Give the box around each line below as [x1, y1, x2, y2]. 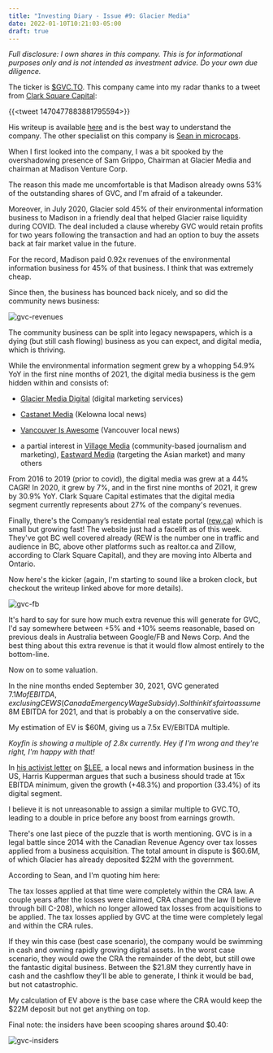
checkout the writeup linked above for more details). [8, 583, 184, 594]
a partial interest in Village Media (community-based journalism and [19, 441, 247, 451]
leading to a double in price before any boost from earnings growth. [8, 813, 236, 823]
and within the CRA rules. [8, 920, 93, 931]
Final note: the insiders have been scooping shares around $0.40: [8, 1020, 229, 1029]
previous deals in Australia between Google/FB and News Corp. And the [8, 632, 250, 642]
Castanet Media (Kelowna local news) [19, 410, 147, 420]
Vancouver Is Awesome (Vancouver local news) [19, 425, 180, 435]
